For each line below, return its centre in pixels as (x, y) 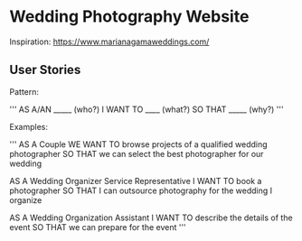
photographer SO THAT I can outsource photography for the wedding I (141, 190)
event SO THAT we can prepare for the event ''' (98, 227)
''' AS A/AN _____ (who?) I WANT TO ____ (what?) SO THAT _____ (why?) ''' (146, 109)
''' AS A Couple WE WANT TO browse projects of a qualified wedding (139, 144)
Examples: (28, 126)
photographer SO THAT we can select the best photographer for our (137, 153)
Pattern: (24, 91)
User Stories (45, 70)
